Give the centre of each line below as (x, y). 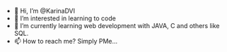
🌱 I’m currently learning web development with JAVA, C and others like (117, 26)
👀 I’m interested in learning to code (65, 18)
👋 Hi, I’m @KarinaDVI (45, 11)
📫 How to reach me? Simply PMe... (66, 41)
